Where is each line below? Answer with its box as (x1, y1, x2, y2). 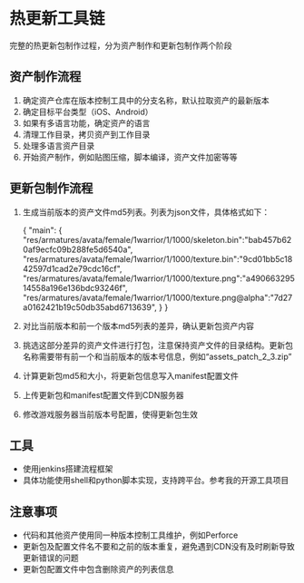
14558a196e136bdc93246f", (22, 282, 128, 293)
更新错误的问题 (22, 552, 79, 563)
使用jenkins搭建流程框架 (22, 463, 113, 474)
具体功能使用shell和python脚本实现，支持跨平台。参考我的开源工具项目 (22, 475, 289, 486)
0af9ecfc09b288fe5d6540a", (22, 244, 133, 255)
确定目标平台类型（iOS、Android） (22, 106, 153, 117)
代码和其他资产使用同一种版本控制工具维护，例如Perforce (22, 530, 239, 540)
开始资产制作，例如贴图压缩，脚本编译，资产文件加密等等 (22, 151, 238, 162)
